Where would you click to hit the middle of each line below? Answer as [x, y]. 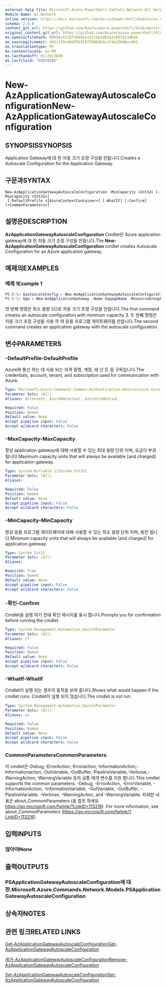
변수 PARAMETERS [33, 343]
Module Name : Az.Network [31, 14]
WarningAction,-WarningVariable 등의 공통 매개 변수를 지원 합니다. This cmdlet [83, 778]
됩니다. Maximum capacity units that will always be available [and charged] [81, 456]
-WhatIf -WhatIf [24, 679]
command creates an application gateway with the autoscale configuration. [82, 327]
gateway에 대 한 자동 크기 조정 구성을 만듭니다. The [54, 241]
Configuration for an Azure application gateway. [54, 251]
